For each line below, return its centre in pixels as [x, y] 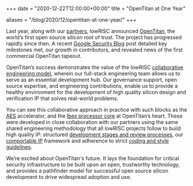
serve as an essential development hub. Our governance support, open [92, 80]
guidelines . [19, 147]
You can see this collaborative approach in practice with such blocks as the [97, 110]
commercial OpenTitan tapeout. [44, 56]
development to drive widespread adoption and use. [69, 177]
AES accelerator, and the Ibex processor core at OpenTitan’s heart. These [94, 116]
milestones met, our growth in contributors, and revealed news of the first [94, 50]
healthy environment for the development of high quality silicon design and [96, 92]
